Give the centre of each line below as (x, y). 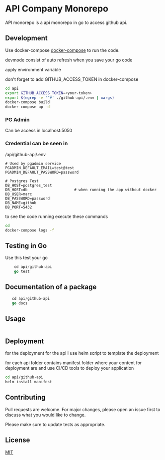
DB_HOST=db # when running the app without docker (81, 190)
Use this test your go (27, 258)
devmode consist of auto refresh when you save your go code (69, 60)
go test (22, 272)
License (18, 440)
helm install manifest (29, 382)
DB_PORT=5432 (19, 207)
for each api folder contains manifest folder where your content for (74, 363)
